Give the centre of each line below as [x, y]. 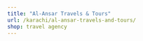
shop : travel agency [38, 26]
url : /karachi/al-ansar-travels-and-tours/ [72, 20]
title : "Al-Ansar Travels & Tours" [59, 14]
